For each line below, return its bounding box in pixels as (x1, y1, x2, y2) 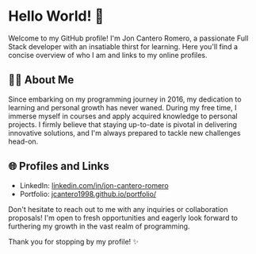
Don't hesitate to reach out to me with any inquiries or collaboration (8, 204, 228, 214)
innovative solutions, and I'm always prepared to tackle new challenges (8, 128, 241, 137)
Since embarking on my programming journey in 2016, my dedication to (8, 94, 242, 104)
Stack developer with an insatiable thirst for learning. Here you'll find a (8, 41, 239, 51)
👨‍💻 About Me (8, 73, 75, 87)
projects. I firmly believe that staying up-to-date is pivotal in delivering (8, 119, 238, 129)
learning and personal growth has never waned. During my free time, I (8, 102, 237, 112)
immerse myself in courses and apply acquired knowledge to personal (8, 111, 238, 121)
